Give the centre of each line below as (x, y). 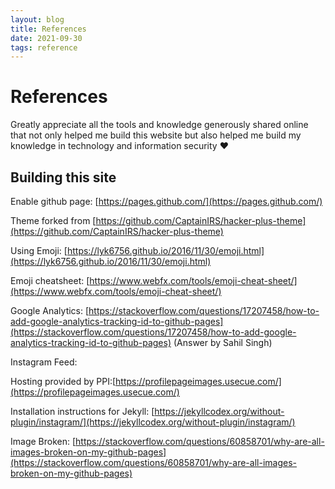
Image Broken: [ (43, 441)
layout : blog (37, 19)
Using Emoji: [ (39, 250)
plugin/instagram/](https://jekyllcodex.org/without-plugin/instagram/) (153, 422)
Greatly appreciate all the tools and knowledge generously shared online (159, 125)
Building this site (63, 177)
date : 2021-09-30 (46, 38)
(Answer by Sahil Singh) (223, 342)
